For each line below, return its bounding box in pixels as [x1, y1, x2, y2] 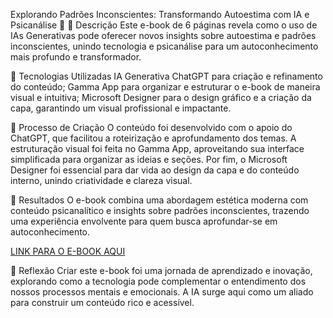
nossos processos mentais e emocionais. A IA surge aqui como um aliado [10, 286, 314, 298]
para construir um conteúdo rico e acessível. [10, 297, 195, 308]
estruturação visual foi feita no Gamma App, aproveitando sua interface [10, 143, 305, 154]
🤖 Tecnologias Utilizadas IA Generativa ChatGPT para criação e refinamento [10, 70, 323, 82]
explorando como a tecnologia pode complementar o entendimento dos [10, 275, 307, 287]
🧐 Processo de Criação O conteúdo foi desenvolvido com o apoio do [10, 122, 293, 133]
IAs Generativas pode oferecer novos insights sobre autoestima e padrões [10, 30, 317, 41]
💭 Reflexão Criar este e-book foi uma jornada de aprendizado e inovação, [10, 265, 313, 276]
